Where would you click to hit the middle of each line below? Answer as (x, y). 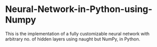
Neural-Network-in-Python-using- (79, 9)
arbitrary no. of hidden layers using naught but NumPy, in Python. (73, 39)
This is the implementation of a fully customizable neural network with (77, 33)
